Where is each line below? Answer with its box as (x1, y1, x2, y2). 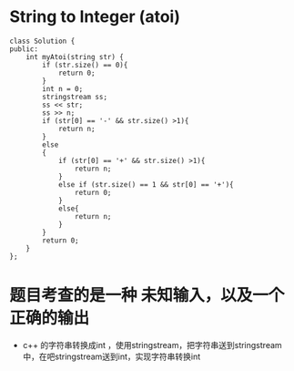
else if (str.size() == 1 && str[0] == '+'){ (57, 180, 234, 189)
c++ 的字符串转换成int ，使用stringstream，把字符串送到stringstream (22, 339, 282, 350)
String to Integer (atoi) (9, 6, 180, 27)
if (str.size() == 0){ (42, 60, 128, 69)
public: (9, 44, 39, 54)
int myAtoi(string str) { (25, 52, 125, 61)
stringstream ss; (42, 92, 107, 101)
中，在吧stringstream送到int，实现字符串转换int (22, 351, 201, 362)
